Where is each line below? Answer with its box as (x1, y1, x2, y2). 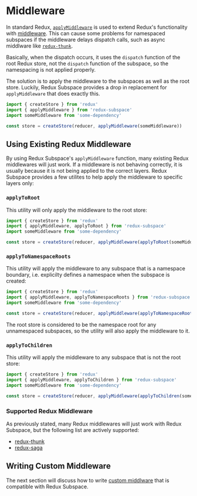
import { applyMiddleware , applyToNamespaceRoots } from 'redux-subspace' (6, 294, 193, 300)
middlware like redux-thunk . (6, 42, 73, 49)
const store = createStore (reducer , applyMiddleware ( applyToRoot (6, 239, 169, 245)
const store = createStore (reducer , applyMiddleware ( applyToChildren (6, 393, 180, 399)
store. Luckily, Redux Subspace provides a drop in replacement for (6, 83, 167, 91)
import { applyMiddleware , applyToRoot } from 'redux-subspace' (6, 223, 167, 229)
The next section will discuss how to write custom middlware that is (6, 477, 169, 484)
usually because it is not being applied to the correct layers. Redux (6, 167, 167, 175)
